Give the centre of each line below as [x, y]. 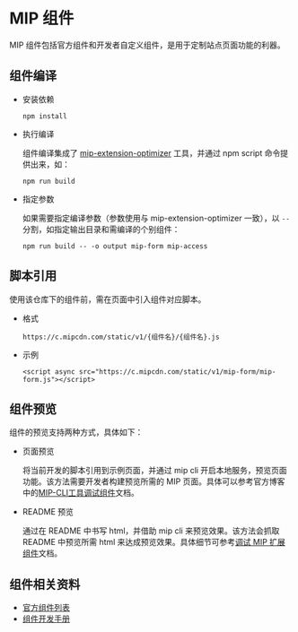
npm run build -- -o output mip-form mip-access [115, 246]
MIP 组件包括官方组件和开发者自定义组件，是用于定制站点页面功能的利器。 [147, 45]
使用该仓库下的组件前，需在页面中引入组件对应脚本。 [108, 299]
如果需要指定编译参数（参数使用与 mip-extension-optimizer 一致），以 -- [156, 218]
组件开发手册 [46, 619]
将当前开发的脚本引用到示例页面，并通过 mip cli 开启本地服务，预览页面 [154, 471]
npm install [44, 116]
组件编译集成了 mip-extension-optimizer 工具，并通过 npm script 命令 [151, 152]
